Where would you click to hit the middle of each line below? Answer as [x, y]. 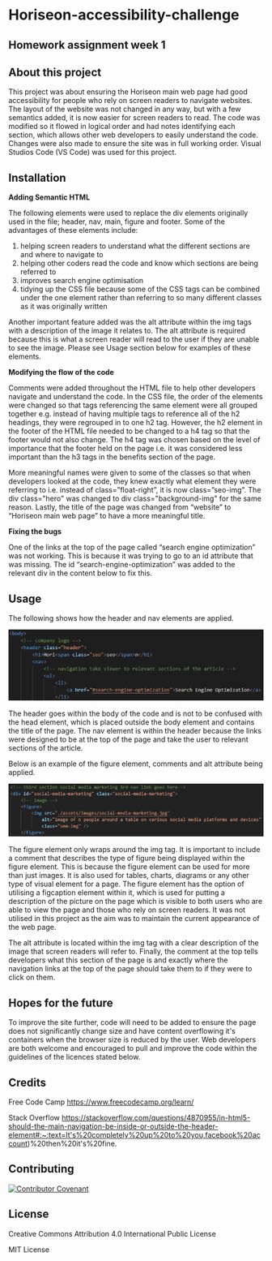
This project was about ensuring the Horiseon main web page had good [128, 92]
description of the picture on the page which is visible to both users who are [136, 902]
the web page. [32, 927]
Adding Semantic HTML [49, 197]
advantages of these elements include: [73, 230]
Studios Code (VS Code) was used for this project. [92, 153]
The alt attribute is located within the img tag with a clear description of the [134, 943]
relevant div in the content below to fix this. [80, 573]
